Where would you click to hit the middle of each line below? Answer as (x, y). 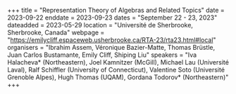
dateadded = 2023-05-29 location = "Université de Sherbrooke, (100, 25)
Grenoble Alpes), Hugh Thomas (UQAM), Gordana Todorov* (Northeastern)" (118, 77)
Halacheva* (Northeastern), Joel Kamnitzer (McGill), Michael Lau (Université (118, 62)
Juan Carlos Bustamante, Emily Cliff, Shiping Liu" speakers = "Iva (102, 55)
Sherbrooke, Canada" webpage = (56, 32)
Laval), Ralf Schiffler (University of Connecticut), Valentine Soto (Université (116, 70)
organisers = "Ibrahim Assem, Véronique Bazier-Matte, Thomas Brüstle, (111, 47)
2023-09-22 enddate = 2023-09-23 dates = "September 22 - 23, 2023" (112, 18)
